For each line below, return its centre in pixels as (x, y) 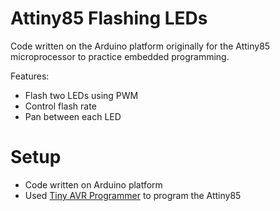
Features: (30, 76)
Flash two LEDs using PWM (81, 95)
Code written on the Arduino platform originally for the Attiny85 (140, 46)
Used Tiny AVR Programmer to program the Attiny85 (133, 195)
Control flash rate (60, 106)
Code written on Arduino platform (93, 184)
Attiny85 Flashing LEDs (109, 18)
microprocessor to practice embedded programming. (120, 56)
